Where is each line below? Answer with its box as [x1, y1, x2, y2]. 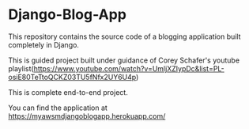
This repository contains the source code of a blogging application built [8, 32, 241, 41]
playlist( [8, 63, 34, 73]
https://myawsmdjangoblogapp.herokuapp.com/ [8, 111, 166, 120]
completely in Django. [8, 40, 79, 49]
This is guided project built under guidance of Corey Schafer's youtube [8, 55, 240, 65]
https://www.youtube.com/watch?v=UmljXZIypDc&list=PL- [33, 63, 225, 73]
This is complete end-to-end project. [8, 87, 128, 97]
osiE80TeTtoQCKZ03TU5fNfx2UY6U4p [8, 72, 137, 82]
